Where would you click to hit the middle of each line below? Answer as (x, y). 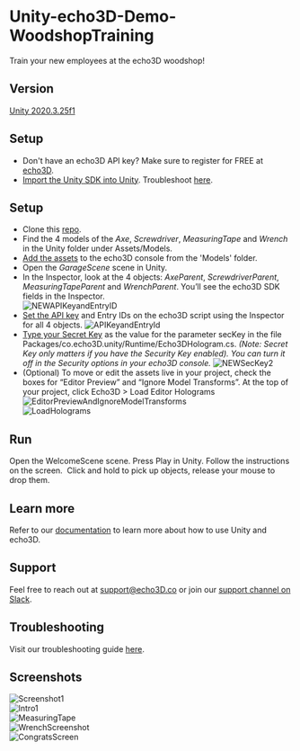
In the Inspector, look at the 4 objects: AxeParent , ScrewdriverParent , (151, 277)
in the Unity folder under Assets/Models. (97, 248)
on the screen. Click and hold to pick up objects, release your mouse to (142, 470)
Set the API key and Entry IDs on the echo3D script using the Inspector (153, 316)
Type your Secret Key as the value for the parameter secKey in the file (152, 335)
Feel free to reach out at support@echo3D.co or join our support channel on (150, 589)
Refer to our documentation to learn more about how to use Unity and (138, 530)
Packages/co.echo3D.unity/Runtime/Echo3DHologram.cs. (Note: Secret (155, 344)
